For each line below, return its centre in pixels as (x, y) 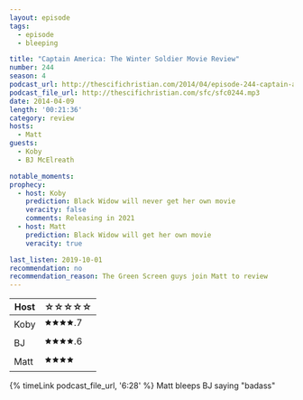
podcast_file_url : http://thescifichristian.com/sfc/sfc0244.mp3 (134, 93)
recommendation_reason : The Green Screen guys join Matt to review (139, 276)
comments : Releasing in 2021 (80, 219)
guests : (24, 144)
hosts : (22, 126)
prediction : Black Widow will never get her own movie (131, 201)
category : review (42, 118)
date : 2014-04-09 (42, 101)
